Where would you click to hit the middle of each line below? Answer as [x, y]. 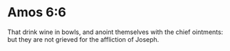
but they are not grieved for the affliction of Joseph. [83, 39]
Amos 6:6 [37, 12]
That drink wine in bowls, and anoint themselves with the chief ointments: [115, 32]
